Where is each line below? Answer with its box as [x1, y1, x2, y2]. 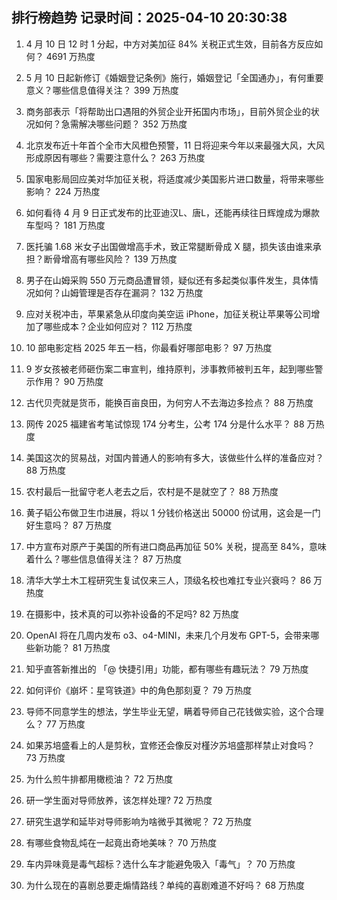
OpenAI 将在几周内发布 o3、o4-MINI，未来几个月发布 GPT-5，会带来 [25, 629, 311, 641]
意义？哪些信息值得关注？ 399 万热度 [25, 84, 179, 96]
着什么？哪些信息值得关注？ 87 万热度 [25, 553, 183, 565]
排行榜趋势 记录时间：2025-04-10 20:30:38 [11, 9, 288, 27]
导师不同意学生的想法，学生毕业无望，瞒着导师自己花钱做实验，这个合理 [25, 705, 324, 717]
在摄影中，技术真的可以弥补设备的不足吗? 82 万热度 [25, 608, 240, 620]
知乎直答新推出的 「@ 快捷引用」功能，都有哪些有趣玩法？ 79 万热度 [25, 663, 309, 675]
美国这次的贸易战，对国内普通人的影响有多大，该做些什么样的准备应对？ [25, 451, 324, 463]
